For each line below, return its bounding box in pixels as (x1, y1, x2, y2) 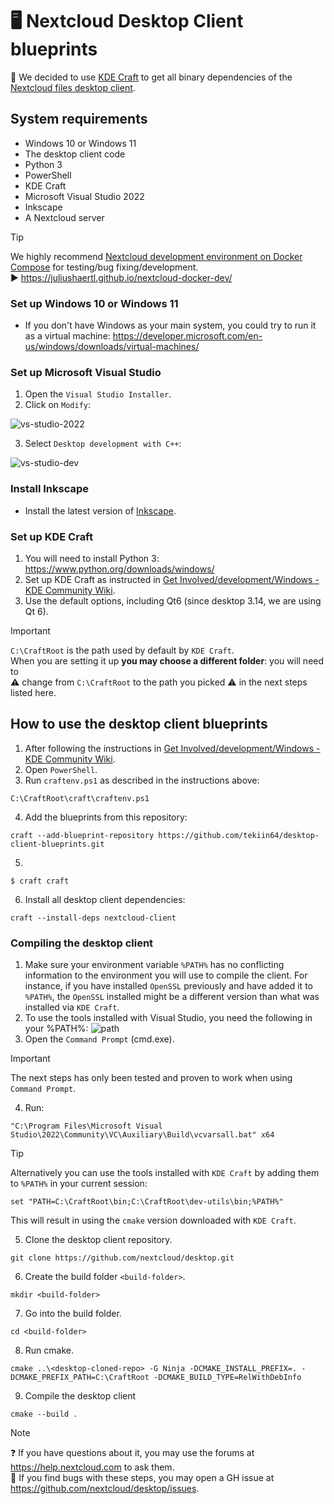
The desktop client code (24, 148, 126, 160)
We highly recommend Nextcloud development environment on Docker (10, 250, 303, 262)
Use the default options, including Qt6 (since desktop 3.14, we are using (24, 594, 322, 607)
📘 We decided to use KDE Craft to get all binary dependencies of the (10, 71, 293, 83)
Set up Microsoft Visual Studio (10, 365, 162, 379)
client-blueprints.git (10, 839, 105, 849)
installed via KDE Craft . (24, 1001, 120, 1013)
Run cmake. (24, 1344, 74, 1357)
